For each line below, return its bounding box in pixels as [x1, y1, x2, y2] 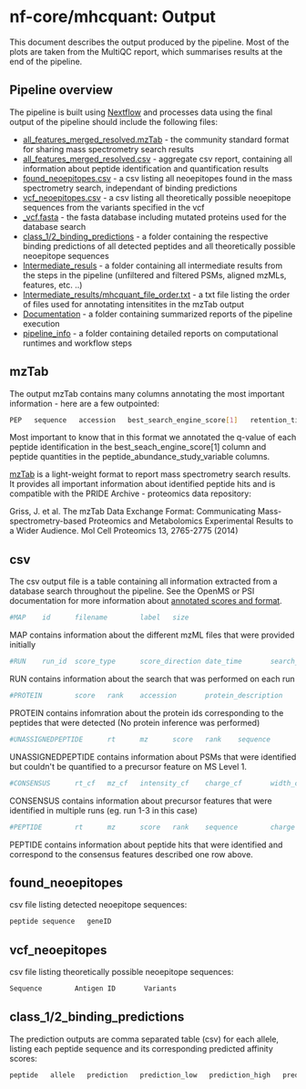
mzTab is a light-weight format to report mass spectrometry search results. [9, 469, 291, 480]
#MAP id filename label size [9, 613, 189, 622]
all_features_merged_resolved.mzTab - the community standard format [22, 134, 290, 145]
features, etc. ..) [22, 279, 83, 290]
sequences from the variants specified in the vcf [22, 202, 205, 213]
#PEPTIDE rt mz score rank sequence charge [9, 823, 296, 832]
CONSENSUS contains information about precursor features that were [9, 795, 272, 806]
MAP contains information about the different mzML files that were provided [9, 629, 295, 640]
